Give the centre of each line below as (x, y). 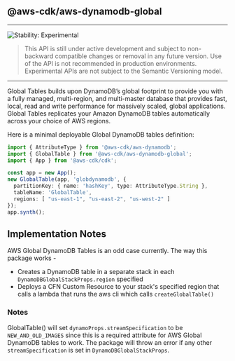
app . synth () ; (26, 212)
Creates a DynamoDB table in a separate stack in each (96, 272)
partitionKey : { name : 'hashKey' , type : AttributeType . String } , (111, 186)
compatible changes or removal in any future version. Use (138, 56)
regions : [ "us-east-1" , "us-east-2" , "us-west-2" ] (92, 199)
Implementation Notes (57, 234)
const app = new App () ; (42, 173)
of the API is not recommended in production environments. (111, 63)
